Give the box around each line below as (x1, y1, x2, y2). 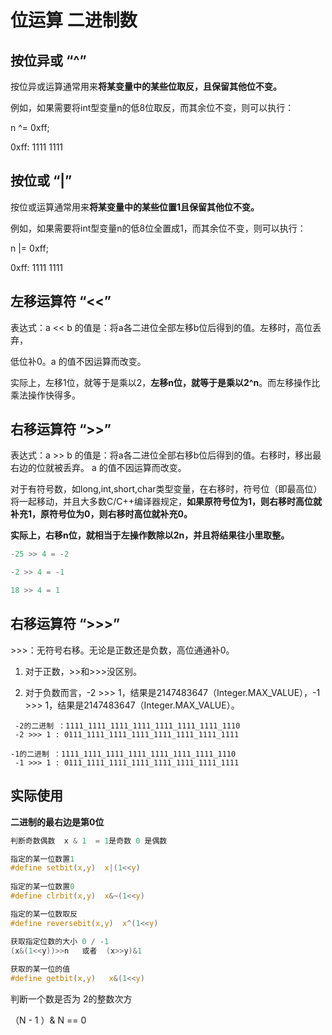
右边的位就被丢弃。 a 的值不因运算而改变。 (10, 462, 187, 474)
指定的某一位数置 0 (10, 882, 75, 892)
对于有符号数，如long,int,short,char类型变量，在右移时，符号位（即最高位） (10, 483, 323, 495)
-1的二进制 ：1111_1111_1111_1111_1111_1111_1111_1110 (10, 749, 237, 759)
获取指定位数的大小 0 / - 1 (10, 936, 110, 946)
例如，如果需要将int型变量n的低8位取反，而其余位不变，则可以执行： (10, 102, 295, 113)
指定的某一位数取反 (10, 909, 78, 919)
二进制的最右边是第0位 (10, 816, 105, 828)
